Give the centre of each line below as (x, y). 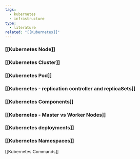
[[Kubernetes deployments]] (40, 128)
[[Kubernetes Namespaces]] (40, 141)
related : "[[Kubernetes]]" (32, 32)
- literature (23, 28)
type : (10, 23)
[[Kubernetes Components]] (40, 101)
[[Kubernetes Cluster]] (32, 62)
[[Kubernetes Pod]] (29, 75)
